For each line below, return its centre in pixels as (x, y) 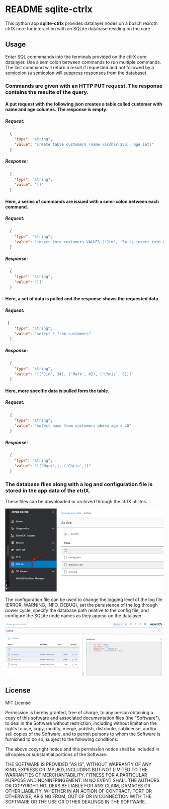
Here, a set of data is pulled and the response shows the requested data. (82, 299)
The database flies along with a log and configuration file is (79, 484)
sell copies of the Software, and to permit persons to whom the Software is (83, 734)
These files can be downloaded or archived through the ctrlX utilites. (76, 502)
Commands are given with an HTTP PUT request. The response (84, 86)
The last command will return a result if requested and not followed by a (80, 67)
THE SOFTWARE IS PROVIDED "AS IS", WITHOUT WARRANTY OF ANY (78, 764)
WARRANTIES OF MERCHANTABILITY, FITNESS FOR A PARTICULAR (76, 775)
